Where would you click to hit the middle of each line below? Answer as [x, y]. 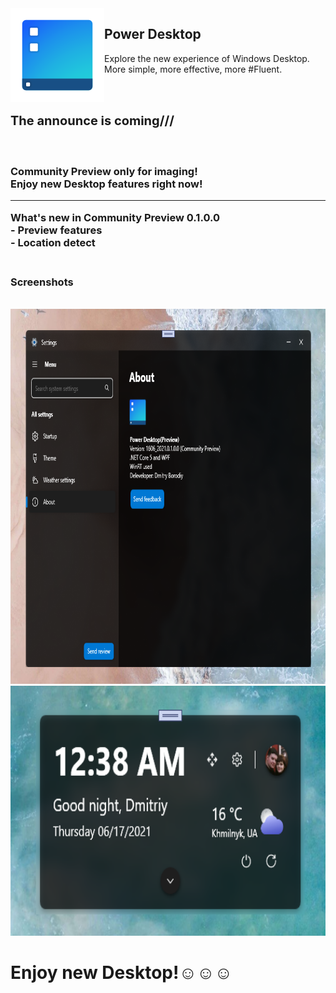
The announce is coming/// [92, 120]
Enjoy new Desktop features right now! [106, 184]
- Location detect [53, 242]
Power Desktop [153, 34]
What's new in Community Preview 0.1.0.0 [115, 217]
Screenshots [42, 282]
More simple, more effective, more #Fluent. [193, 69]
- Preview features [56, 230]
